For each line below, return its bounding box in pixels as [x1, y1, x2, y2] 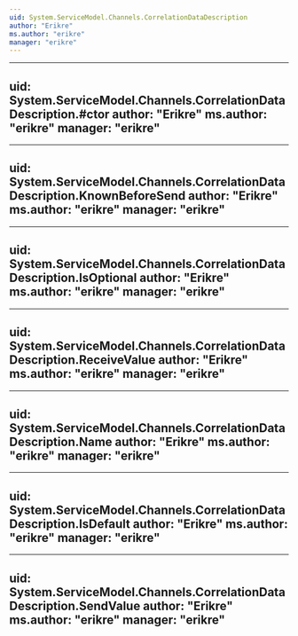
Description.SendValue [9, 598, 141, 613]
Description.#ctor [9, 106, 110, 122]
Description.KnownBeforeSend [9, 188, 186, 204]
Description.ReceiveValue [9, 352, 156, 368]
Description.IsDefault [9, 516, 130, 531]
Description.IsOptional [9, 271, 137, 286]
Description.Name [9, 434, 113, 449]
